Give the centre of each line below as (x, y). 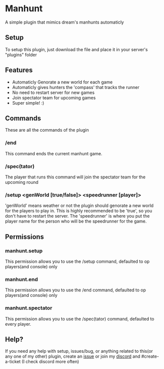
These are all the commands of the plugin (47, 130)
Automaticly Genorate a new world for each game (62, 82)
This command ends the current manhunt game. (54, 153)
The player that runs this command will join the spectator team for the (75, 177)
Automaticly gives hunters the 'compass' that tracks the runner (76, 87)
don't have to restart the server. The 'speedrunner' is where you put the (78, 216)
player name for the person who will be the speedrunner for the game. (76, 221)
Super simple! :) (28, 103)
